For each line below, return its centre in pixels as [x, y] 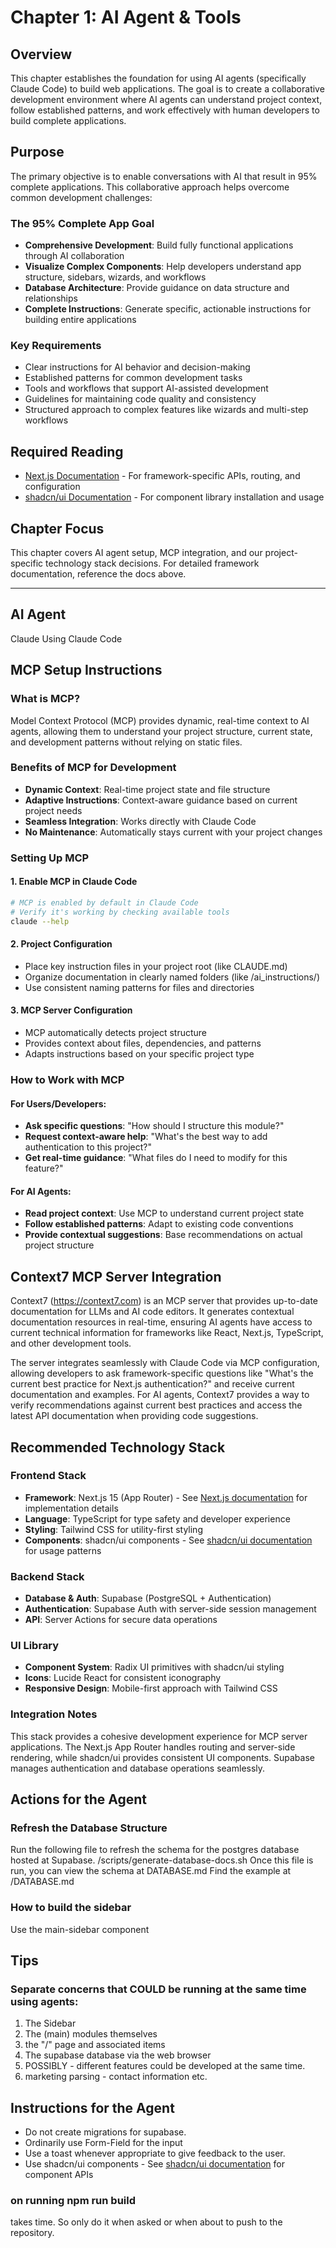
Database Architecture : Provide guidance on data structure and [157, 288]
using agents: [44, 2001]
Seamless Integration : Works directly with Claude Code [140, 821]
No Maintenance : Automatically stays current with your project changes [173, 832]
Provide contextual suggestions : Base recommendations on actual [163, 1235]
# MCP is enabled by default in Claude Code [104, 902]
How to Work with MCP [67, 1079]
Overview [41, 54]
